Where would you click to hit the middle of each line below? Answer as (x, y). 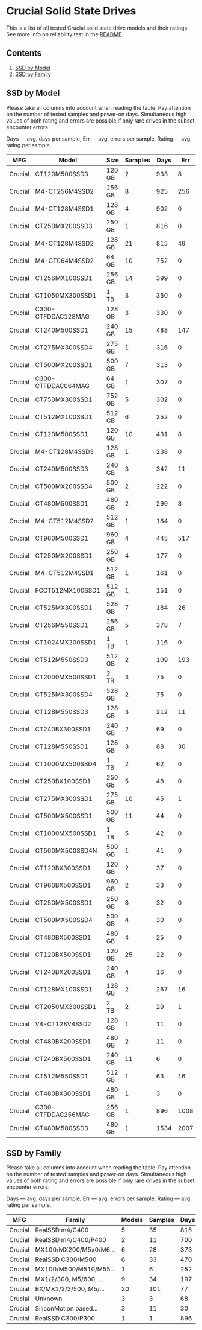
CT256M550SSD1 (62, 625)
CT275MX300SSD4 (64, 347)
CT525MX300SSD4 (64, 694)
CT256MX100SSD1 (64, 278)
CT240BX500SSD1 (63, 1058)
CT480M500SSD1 (62, 503)
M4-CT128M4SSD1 (65, 208)
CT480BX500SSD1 (63, 937)
